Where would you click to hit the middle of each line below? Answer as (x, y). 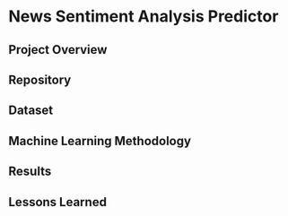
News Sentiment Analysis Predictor (144, 17)
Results (30, 172)
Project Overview (58, 50)
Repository (40, 79)
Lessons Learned (57, 202)
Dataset (31, 111)
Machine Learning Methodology (100, 141)
